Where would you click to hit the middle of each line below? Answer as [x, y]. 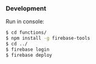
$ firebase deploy [29, 55]
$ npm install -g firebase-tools [48, 38]
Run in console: [25, 22]
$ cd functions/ [26, 33]
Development [26, 8]
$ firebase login [28, 50]
